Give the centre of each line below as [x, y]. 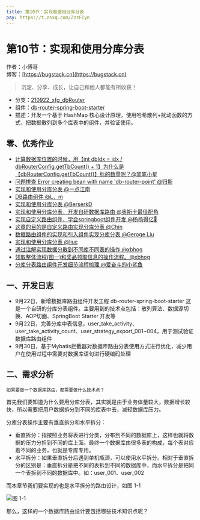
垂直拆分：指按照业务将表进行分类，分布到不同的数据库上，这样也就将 [102, 435]
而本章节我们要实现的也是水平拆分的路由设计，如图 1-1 [74, 485]
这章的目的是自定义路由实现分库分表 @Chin [69, 227]
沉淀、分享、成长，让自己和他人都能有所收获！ [79, 87]
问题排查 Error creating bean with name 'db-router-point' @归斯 [94, 182]
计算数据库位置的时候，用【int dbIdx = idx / [68, 159]
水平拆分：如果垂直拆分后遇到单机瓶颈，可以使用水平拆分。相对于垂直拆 [104, 457]
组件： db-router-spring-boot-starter [60, 108]
